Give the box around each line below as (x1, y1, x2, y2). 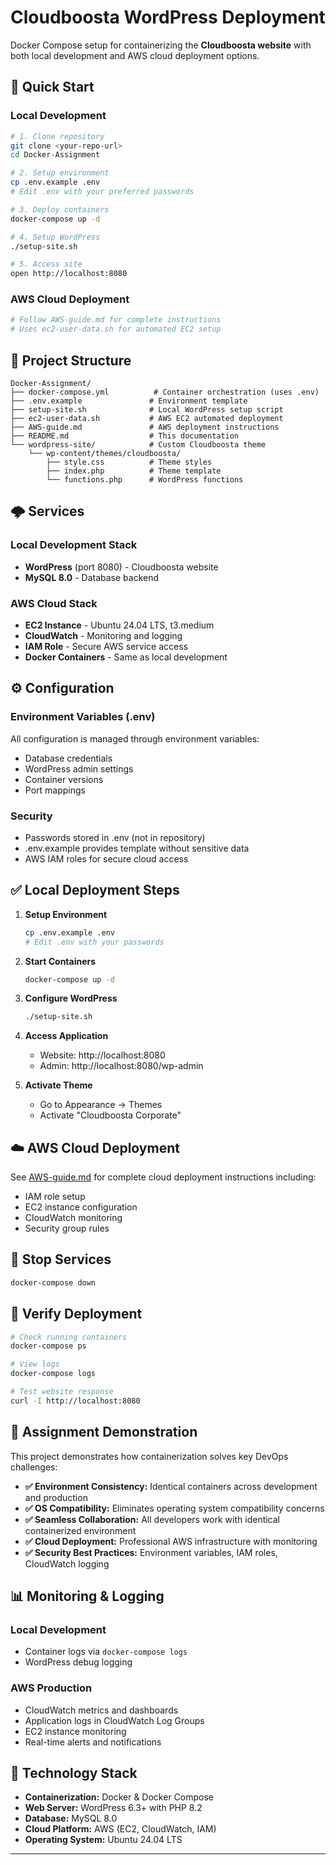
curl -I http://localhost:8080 (10, 1396, 141, 1406)
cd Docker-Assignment (10, 150, 101, 160)
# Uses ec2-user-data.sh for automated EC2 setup (10, 324, 222, 335)
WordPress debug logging (24, 1656, 133, 1668)
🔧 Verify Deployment (10, 1306, 143, 1323)
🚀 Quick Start (10, 79, 95, 96)
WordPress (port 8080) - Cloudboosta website (24, 561, 219, 573)
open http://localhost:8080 (10, 269, 128, 279)
